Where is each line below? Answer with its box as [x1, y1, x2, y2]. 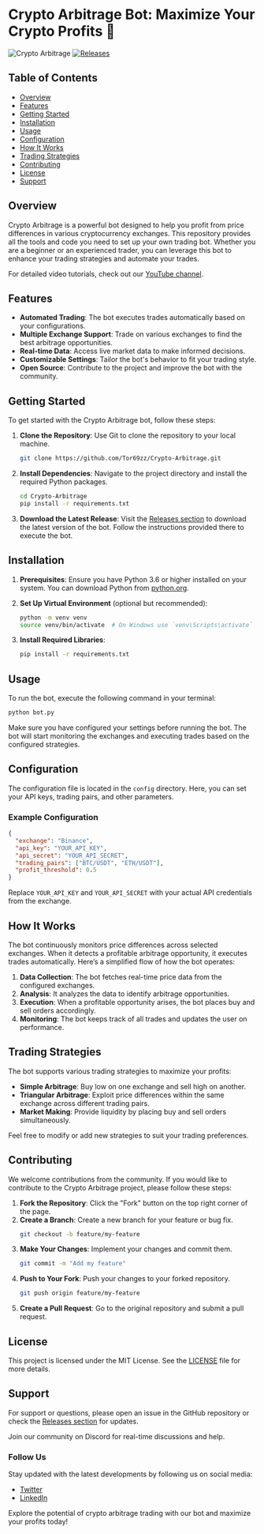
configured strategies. [8, 739, 80, 749]
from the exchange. [8, 897, 73, 906]
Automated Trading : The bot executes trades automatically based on [19, 313, 246, 322]
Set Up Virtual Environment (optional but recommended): [19, 598, 208, 607]
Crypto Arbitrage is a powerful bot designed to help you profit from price [8, 220, 244, 230]
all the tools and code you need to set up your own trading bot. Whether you [8, 237, 256, 246]
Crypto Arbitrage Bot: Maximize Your [8, 6, 255, 24]
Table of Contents [8, 71, 99, 85]
